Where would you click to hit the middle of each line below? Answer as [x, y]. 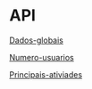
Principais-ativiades [46, 74]
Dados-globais [37, 40]
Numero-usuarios [42, 57]
